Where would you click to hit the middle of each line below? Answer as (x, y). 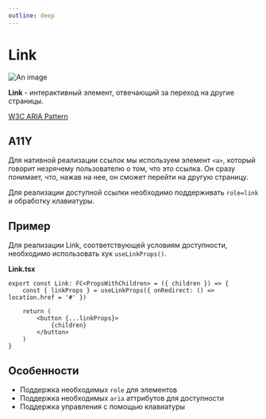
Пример (29, 226)
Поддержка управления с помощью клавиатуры (102, 407)
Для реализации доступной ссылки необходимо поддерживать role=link (133, 192)
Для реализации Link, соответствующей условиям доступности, (118, 245)
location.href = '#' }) (48, 298)
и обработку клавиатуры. (52, 201)
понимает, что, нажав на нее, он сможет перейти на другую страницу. (128, 177)
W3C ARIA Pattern (39, 116)
